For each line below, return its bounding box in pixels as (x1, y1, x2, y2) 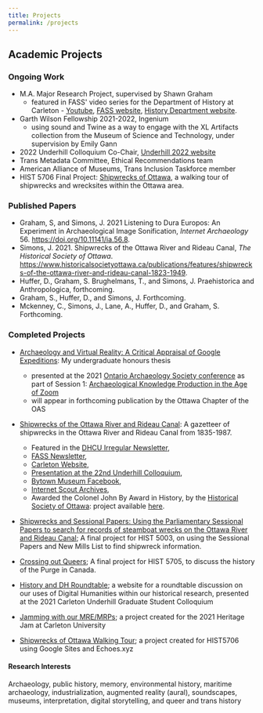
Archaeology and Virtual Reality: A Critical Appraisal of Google (19, 347, 221, 357)
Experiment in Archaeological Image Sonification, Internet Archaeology (19, 227, 249, 236)
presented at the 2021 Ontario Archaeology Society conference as (31, 370, 245, 380)
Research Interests (8, 662, 71, 671)
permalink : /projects (8, 19, 79, 27)
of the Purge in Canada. (19, 565, 96, 574)
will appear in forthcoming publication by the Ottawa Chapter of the (31, 395, 249, 405)
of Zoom (31, 387, 59, 397)
